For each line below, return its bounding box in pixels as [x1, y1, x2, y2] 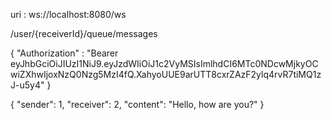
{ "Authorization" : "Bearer [10, 47, 119, 59]
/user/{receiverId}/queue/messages [10, 28, 158, 39]
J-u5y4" [10, 79, 45, 91]
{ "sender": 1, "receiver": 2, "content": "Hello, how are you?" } [10, 99, 265, 110]
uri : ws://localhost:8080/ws [10, 9, 127, 20]
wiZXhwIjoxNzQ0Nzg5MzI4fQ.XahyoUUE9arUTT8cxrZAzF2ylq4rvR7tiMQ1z [10, 69, 322, 80]
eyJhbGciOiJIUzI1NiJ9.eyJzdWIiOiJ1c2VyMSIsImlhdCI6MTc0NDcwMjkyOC [10, 58, 319, 69]
